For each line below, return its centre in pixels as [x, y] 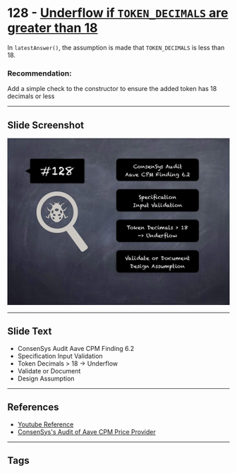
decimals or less [31, 96]
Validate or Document [49, 371]
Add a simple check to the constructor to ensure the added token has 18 [112, 89]
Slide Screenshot [46, 125]
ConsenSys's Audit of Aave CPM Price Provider [87, 431]
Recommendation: [39, 73]
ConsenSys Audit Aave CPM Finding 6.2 [76, 348]
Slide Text [30, 331]
